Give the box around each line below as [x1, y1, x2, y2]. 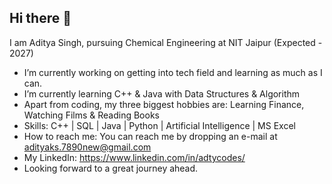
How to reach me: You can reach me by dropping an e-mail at [23, 130, 278, 142]
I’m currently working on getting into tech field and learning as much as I [23, 66, 323, 78]
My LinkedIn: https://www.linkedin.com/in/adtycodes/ [23, 151, 246, 163]
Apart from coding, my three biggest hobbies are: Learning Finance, [23, 98, 305, 110]
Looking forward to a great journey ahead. [23, 162, 199, 174]
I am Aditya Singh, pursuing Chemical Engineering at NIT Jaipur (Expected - [9, 36, 323, 48]
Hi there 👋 [9, 10, 72, 27]
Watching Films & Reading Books [23, 109, 160, 121]
